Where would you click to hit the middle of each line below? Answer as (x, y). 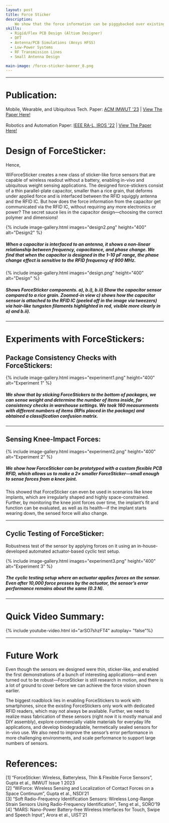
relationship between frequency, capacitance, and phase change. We (80, 249)
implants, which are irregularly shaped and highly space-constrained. (77, 497)
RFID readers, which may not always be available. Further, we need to (78, 711)
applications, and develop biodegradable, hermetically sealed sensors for (81, 727)
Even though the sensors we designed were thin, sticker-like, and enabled (82, 669)
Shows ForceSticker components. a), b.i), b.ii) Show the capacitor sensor (84, 289)
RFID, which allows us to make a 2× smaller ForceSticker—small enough (82, 474)
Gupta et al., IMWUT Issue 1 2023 (40, 783)
